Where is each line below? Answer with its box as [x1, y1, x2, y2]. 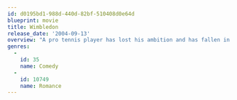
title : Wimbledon [7, 23, 59, 30]
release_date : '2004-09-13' [7, 30, 91, 37]
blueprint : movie [7, 17, 59, 24]
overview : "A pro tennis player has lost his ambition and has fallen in [7, 37, 231, 44]
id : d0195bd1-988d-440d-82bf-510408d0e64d [7, 10, 135, 18]
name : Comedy [20, 63, 59, 70]
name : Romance [20, 82, 62, 89]
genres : [7, 43, 31, 50]
